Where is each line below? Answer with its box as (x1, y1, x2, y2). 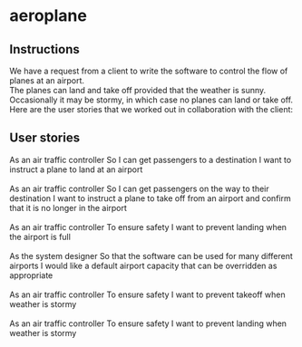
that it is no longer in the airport (9, 202, 127, 213)
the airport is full (9, 231, 71, 242)
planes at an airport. (9, 75, 84, 86)
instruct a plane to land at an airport (9, 164, 143, 175)
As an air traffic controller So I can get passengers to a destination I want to (9, 154, 292, 165)
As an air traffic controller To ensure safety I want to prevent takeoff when (9, 289, 286, 300)
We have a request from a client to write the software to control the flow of (9, 65, 288, 76)
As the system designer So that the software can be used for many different (9, 250, 293, 261)
